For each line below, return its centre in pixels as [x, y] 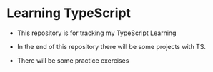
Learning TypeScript [69, 13]
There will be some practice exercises [73, 60]
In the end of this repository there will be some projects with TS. [112, 46]
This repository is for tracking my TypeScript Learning [96, 33]
